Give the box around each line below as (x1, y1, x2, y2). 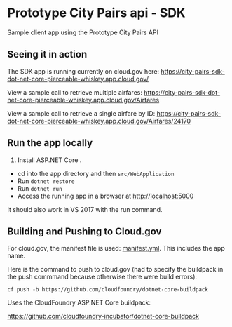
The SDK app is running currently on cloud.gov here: (7, 67, 160, 75)
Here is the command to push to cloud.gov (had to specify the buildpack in (7, 265, 224, 274)
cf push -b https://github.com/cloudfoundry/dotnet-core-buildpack (7, 286, 209, 293)
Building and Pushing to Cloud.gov (7, 225, 162, 237)
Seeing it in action (7, 48, 88, 60)
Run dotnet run (17, 184, 62, 192)
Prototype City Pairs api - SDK (7, 5, 186, 21)
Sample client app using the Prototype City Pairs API (7, 28, 159, 36)
